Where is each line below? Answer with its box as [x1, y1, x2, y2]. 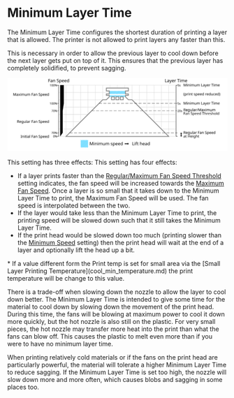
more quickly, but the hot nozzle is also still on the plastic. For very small [7, 317, 216, 325]
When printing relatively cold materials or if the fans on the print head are [7, 353, 218, 361]
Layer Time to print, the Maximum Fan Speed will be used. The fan [17, 193, 209, 202]
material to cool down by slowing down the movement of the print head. [7, 302, 214, 311]
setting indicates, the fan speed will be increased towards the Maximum [17, 179, 225, 187]
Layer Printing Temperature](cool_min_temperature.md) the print [7, 267, 193, 275]
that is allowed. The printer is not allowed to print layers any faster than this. [7, 35, 226, 43]
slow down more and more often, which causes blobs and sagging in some [7, 375, 223, 383]
